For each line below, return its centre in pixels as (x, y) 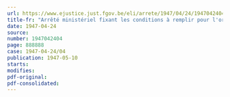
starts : (18, 64)
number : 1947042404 (35, 39)
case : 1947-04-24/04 (37, 52)
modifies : (21, 70)
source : (18, 32)
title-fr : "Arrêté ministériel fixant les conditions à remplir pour (108, 20)
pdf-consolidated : (33, 83)
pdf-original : (27, 77)
